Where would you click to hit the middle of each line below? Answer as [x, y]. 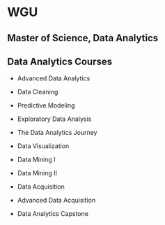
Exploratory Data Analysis [54, 119]
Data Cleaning [38, 92]
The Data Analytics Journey [57, 133]
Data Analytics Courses [60, 61]
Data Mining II [37, 173]
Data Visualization [43, 146]
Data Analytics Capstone [53, 214]
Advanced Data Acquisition [56, 201]
